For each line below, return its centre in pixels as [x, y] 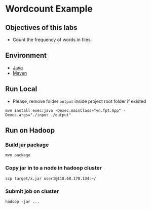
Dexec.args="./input [27, 115]
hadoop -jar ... [22, 201]
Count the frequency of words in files [51, 39]
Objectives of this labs [41, 28]
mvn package [18, 155]
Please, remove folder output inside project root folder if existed [79, 101]
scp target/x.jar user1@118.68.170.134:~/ [51, 178]
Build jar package [27, 145]
